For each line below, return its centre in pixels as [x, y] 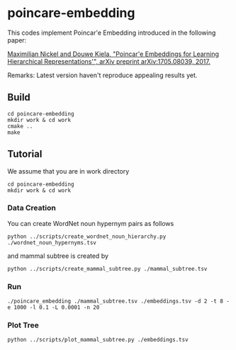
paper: [17, 40]
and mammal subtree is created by [58, 256]
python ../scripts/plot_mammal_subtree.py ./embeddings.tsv [98, 340]
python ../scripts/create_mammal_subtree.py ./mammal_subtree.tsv [107, 269]
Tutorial [25, 154]
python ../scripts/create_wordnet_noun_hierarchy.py [87, 236]
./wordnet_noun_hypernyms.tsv [52, 242]
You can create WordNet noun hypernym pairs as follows [91, 223]
